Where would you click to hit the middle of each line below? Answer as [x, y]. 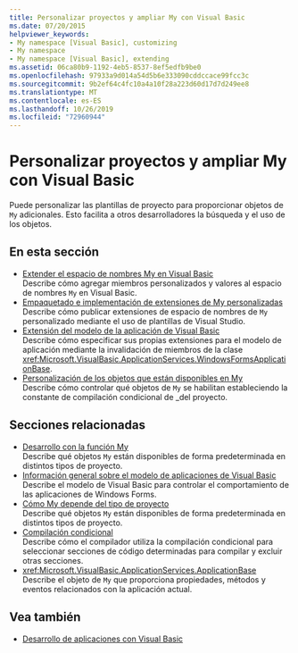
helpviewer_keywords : [50, 34]
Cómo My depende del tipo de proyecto [95, 503]
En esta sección [54, 252]
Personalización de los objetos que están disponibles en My [132, 378]
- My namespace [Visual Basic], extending [89, 59]
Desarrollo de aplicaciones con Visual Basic [103, 639]
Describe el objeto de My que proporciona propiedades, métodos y [144, 579]
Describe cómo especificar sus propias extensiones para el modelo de [152, 339]
